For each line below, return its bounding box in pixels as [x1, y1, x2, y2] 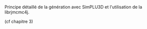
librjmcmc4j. [4, 9, 30, 15]
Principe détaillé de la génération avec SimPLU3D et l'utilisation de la [4, 4, 143, 10]
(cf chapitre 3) [4, 19, 33, 24]
